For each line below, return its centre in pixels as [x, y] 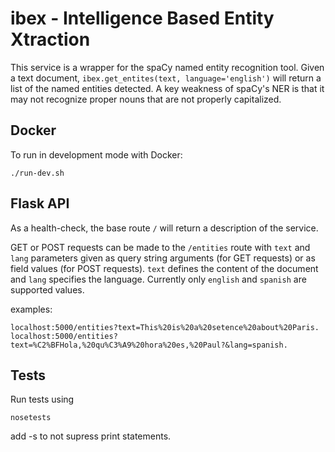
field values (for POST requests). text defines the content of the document [164, 268]
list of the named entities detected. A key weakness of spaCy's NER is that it [167, 88]
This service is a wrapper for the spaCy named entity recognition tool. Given [167, 67]
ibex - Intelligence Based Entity [142, 18]
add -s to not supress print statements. [91, 436]
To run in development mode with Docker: [96, 154]
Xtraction [50, 39]
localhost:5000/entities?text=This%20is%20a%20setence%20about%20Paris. [165, 327]
